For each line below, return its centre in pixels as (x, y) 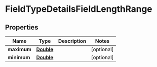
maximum (20, 49)
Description (72, 41)
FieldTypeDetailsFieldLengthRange (79, 9)
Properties (22, 27)
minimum (19, 57)
